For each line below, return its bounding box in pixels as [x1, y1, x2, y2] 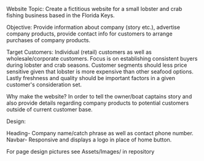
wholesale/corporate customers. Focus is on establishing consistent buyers [6, 55, 198, 62]
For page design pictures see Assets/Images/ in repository [6, 148, 155, 155]
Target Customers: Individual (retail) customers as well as [6, 48, 152, 56]
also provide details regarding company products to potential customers [6, 99, 189, 107]
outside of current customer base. [6, 106, 93, 113]
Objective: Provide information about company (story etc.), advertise [6, 24, 180, 31]
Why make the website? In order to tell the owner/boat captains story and [6, 93, 192, 100]
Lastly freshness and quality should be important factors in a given [6, 75, 175, 81]
